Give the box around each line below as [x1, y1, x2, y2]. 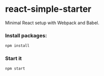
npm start [5, 66, 26, 71]
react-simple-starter [5, 3, 92, 15]
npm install [5, 43, 30, 48]
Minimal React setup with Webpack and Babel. [5, 20, 100, 26]
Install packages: [5, 32, 47, 39]
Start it [5, 55, 22, 62]
